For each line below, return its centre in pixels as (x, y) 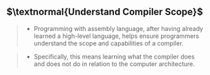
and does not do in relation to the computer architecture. (114, 64)
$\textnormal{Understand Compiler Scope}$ (105, 12)
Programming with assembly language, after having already (118, 28)
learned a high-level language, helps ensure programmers (116, 36)
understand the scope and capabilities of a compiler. (108, 43)
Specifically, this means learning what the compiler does (114, 56)
